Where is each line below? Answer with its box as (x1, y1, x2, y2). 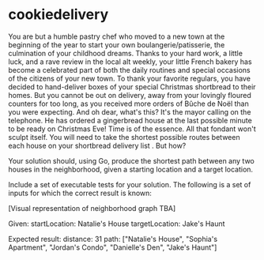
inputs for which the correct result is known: (8, 188, 153, 198)
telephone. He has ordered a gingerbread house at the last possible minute (8, 115, 253, 125)
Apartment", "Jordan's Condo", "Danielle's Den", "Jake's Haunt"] (8, 243, 217, 252)
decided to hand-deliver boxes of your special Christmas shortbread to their (8, 81, 256, 92)
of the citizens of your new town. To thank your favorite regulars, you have (8, 73, 251, 83)
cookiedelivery (8, 6, 109, 24)
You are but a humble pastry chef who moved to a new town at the (8, 32, 225, 41)
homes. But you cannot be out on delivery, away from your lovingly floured (8, 90, 251, 100)
